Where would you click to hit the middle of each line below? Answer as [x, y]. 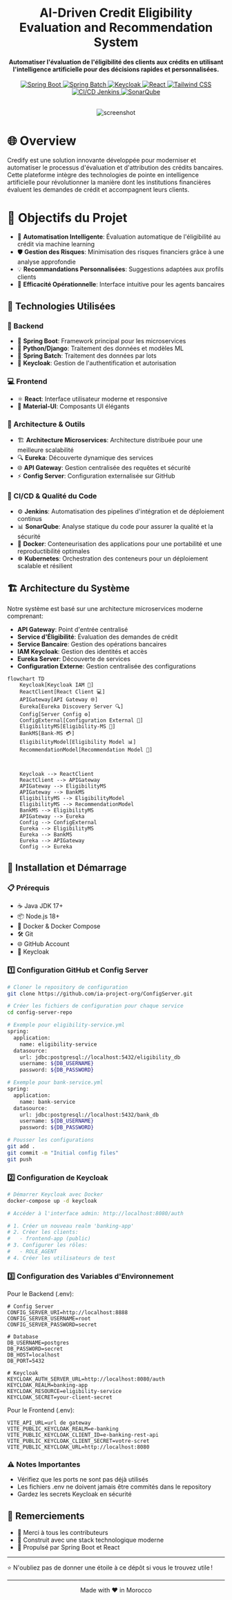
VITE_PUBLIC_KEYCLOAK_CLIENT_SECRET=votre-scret [78, 1441]
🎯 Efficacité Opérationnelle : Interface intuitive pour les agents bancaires [121, 284]
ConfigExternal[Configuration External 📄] [81, 720]
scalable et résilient [45, 565]
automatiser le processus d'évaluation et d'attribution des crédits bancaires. [115, 167]
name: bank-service [48, 1102]
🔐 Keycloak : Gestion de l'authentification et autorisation [97, 363]
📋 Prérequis [28, 888]
